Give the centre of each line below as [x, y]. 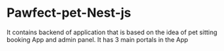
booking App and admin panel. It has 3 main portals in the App [98, 39]
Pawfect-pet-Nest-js [69, 13]
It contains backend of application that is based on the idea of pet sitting [112, 32]
